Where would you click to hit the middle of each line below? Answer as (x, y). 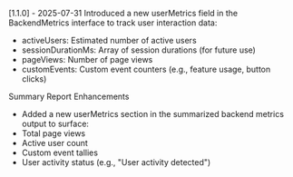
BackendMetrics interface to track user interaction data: (113, 23)
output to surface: (55, 123)
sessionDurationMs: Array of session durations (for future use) (138, 50)
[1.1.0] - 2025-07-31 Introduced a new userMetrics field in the (123, 13)
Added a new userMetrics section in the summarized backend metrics (153, 114)
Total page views (54, 133)
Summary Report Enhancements (69, 96)
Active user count (54, 143)
